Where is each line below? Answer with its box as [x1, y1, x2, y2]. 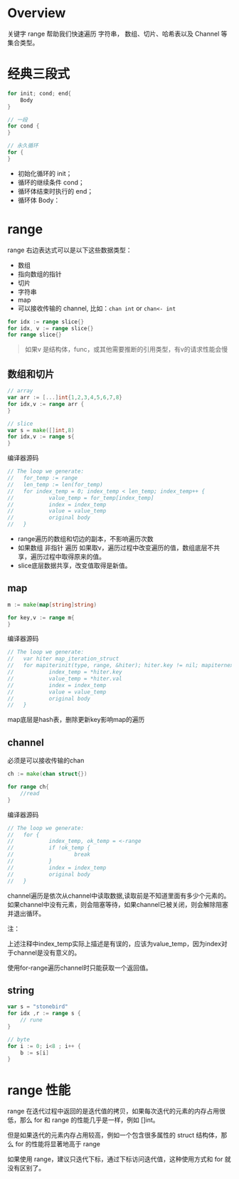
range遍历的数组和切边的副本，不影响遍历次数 [17, 535, 154, 543]
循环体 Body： [17, 196, 60, 204]
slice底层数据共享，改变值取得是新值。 [17, 561, 132, 570]
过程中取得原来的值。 [42, 552, 105, 560]
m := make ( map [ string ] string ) [7, 601, 97, 608]
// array [7, 387, 33, 394]
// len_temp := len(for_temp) [7, 481, 103, 488]
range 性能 [7, 1082, 71, 1098]
